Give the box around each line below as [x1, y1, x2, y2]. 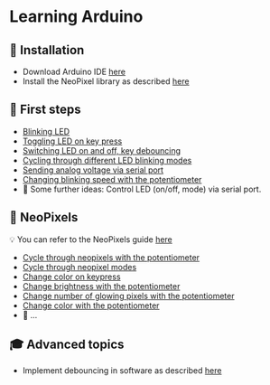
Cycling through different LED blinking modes [22, 155, 192, 165]
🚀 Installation [9, 42, 85, 58]
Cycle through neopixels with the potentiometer [22, 251, 200, 263]
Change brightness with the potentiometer [22, 280, 181, 291]
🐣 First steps [9, 102, 81, 117]
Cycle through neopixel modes [22, 261, 137, 272]
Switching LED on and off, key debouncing [22, 145, 182, 155]
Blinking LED [22, 126, 70, 136]
